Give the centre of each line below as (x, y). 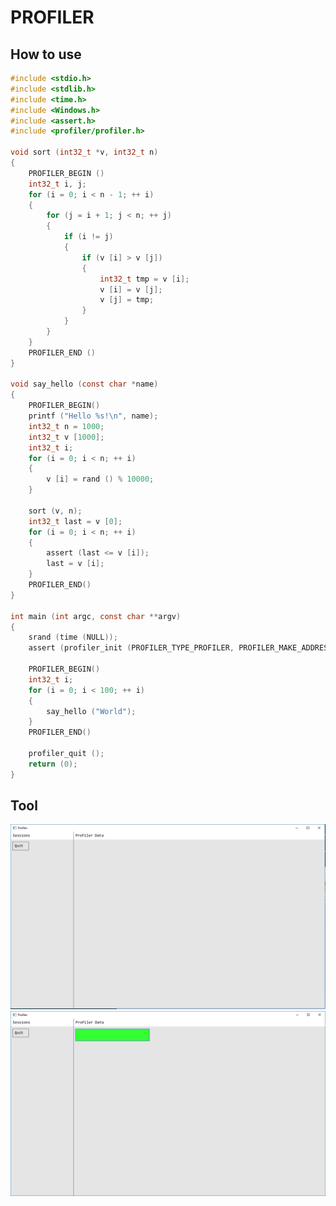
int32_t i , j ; (57, 184)
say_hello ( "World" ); (91, 711)
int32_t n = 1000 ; (66, 426)
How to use (46, 54)
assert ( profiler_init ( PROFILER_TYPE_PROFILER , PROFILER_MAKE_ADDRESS (180, 648)
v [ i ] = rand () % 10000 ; (100, 479)
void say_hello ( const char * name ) (84, 384)
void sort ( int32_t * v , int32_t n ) (84, 152)
